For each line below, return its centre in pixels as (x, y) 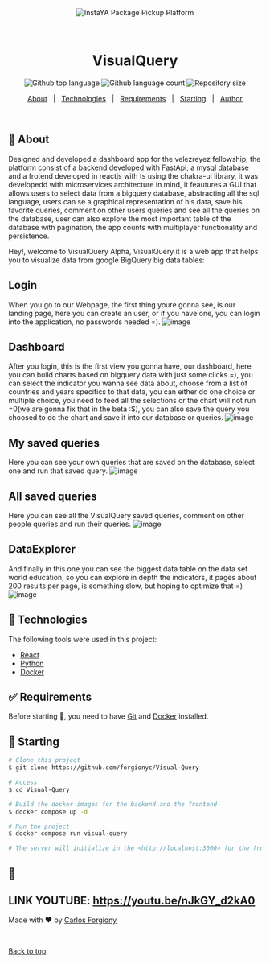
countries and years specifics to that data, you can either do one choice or (132, 392)
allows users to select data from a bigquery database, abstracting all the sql (134, 193)
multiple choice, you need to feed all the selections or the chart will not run (132, 401)
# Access (23, 782)
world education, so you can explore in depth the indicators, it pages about (133, 577)
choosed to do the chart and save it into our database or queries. (116, 418)
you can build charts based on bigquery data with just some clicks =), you (131, 375)
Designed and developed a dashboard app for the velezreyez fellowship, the (135, 159)
